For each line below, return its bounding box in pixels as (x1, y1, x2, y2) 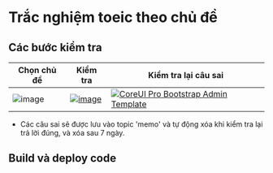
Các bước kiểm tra (8, 41, 102, 54)
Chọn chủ (17, 65, 57, 76)
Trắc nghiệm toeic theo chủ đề (8, 8, 218, 27)
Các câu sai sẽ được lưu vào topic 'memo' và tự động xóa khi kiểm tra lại (19, 119, 263, 129)
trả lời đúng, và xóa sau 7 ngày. (19, 128, 125, 137)
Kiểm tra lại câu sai (148, 70, 224, 80)
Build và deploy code (8, 151, 116, 166)
